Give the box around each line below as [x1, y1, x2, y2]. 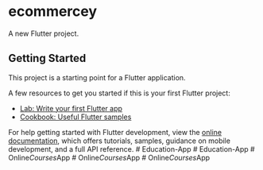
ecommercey [8, 2, 98, 21]
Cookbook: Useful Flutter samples [19, 112, 132, 122]
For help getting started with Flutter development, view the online [8, 127, 222, 137]
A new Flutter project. [8, 29, 79, 38]
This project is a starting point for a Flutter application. [8, 72, 186, 82]
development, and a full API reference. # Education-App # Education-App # [8, 144, 256, 153]
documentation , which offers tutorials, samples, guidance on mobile [8, 136, 230, 145]
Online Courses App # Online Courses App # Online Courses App [8, 153, 211, 162]
